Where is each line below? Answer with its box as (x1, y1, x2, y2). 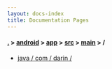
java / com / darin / (17, 54, 72, 62)
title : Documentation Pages (7, 17, 90, 24)
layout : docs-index (7, 10, 64, 17)
